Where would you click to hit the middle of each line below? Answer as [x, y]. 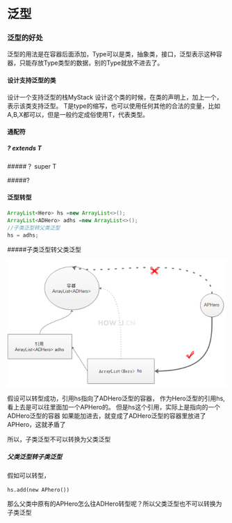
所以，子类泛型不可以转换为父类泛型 [59, 439]
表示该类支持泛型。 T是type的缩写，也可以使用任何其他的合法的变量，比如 [114, 106]
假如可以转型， [28, 476]
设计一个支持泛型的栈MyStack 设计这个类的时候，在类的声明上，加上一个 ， [115, 97]
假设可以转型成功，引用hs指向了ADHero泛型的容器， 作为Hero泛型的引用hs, [116, 398]
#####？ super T [32, 166]
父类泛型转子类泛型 [35, 456]
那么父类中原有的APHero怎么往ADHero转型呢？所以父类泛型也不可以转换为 [115, 504]
